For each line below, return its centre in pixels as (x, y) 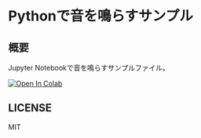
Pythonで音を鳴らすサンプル (101, 16)
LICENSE (30, 108)
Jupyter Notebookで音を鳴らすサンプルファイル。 (89, 68)
